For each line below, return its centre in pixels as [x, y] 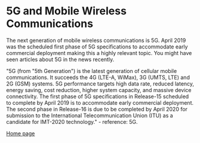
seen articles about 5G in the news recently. [60, 59]
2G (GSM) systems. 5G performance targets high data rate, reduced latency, [100, 83]
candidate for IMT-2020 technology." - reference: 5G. [72, 121]
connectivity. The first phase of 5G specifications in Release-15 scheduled [98, 96]
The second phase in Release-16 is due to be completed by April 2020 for [97, 109]
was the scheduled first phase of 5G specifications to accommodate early [97, 47]
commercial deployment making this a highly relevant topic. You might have [99, 53]
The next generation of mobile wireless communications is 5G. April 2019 [96, 40]
